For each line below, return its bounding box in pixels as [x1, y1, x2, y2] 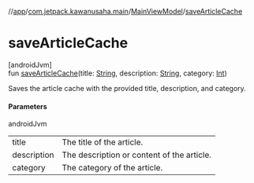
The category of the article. [62, 163, 163, 174]
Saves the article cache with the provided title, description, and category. [8, 83, 246, 93]
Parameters [8, 101, 47, 111]
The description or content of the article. [62, 149, 211, 160]
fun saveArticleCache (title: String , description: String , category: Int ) [8, 68, 227, 78]
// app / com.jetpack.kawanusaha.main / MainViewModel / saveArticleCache [8, 7, 243, 16]
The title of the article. [62, 137, 144, 148]
